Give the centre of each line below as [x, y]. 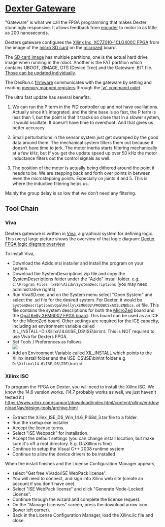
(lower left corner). [31, 510]
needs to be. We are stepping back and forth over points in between [81, 173]
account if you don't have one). [44, 484]
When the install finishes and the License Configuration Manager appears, [81, 463]
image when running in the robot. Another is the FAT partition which [74, 62]
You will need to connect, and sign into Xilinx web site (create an [78, 478]
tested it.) [15, 397]
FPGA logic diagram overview [35, 244]
